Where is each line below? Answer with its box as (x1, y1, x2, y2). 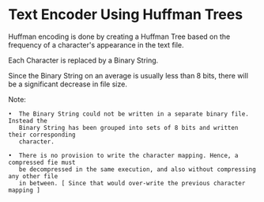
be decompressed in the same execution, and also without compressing (18, 165, 257, 173)
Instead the (8, 116, 47, 124)
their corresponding (8, 131, 77, 139)
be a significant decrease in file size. (8, 79, 128, 89)
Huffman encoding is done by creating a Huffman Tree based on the (8, 32, 231, 41)
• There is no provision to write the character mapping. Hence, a (8, 151, 239, 159)
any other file (8, 172, 58, 180)
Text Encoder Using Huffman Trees (8, 6, 243, 24)
